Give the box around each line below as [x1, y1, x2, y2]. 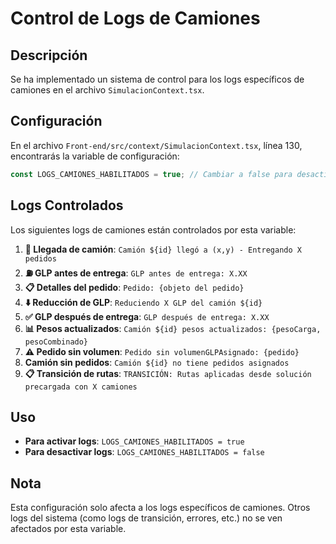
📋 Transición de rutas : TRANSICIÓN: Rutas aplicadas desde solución [24, 367, 312, 379]
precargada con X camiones [24, 382, 138, 392]
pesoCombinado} [24, 337, 89, 347]
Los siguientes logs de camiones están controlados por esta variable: [10, 223, 297, 236]
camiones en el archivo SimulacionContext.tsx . [10, 84, 205, 96]
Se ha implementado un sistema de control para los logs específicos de [10, 73, 305, 85]
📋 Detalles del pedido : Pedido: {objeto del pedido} [24, 281, 245, 293]
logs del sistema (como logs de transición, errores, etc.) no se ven [10, 512, 283, 524]
